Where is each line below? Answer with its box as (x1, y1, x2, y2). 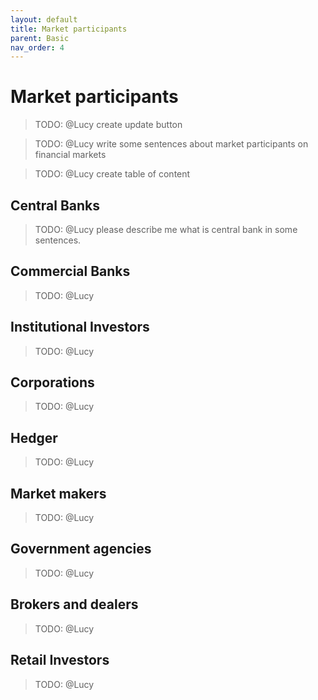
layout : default (10, 14, 78, 25)
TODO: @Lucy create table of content (34, 168, 191, 180)
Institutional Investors (10, 319, 150, 336)
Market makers (10, 485, 107, 502)
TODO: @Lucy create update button (34, 119, 183, 131)
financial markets (34, 149, 107, 161)
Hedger (10, 429, 58, 446)
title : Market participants (10, 24, 128, 34)
